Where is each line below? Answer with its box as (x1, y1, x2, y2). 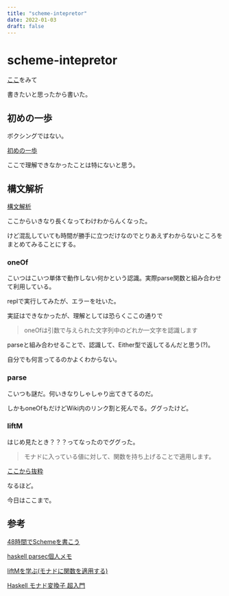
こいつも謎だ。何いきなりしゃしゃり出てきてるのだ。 (7, 389, 157, 397)
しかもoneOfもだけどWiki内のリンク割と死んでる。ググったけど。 (7, 403, 193, 412)
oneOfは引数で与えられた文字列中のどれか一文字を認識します (23, 326, 198, 334)
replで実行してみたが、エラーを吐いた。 (7, 297, 120, 306)
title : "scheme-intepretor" (7, 10, 88, 17)
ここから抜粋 (7, 467, 43, 475)
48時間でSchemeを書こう (7, 537, 80, 545)
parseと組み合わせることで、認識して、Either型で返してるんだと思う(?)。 (7, 340, 215, 349)
